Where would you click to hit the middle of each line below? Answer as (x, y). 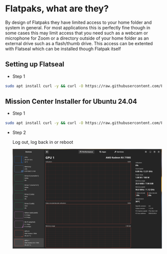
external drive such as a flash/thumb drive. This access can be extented (79, 43)
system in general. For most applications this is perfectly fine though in (78, 27)
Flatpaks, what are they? (57, 9)
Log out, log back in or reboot (43, 142)
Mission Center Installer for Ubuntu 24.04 (71, 101)
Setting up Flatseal (35, 64)
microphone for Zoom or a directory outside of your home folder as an (77, 38)
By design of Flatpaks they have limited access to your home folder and (79, 22)
